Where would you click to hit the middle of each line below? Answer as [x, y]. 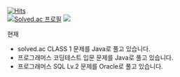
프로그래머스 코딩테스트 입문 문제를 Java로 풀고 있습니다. [95, 57]
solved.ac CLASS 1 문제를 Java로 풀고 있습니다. [84, 49]
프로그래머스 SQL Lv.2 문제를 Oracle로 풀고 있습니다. [90, 66]
